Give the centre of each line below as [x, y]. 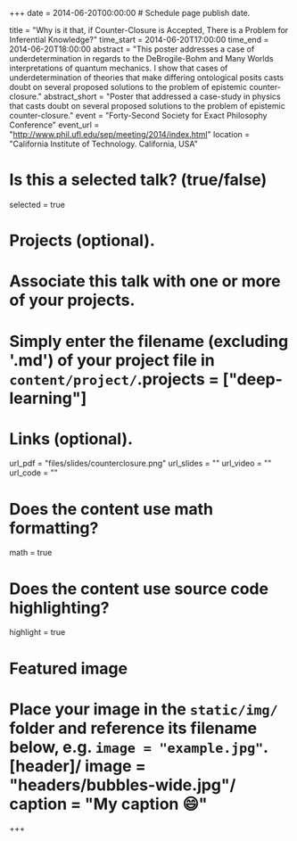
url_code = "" [33, 473]
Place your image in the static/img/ [144, 709]
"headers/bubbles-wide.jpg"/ [123, 785]
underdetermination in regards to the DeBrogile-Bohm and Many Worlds [141, 58]
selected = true [37, 204]
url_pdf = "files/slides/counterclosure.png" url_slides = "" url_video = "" [140, 464]
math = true [31, 553]
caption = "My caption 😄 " [108, 804]
